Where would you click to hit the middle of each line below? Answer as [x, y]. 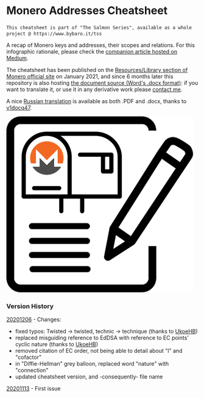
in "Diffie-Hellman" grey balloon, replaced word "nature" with [92, 364]
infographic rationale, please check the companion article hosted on [92, 51]
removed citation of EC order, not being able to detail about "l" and [99, 351]
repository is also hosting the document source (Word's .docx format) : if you [102, 82]
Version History [30, 306]
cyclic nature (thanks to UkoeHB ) [57, 344]
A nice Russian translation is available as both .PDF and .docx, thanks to [97, 101]
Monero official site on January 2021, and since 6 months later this [90, 76]
